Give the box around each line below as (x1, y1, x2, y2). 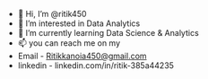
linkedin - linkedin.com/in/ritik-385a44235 (17, 60, 175, 71)
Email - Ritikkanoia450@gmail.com (17, 50, 147, 61)
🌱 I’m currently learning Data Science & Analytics (17, 28, 199, 38)
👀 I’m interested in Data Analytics (17, 18, 141, 29)
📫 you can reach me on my (17, 38, 121, 48)
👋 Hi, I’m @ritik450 (17, 9, 87, 19)
